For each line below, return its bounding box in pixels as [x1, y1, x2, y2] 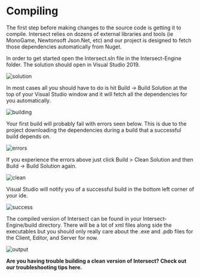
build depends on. [6, 133, 51, 140]
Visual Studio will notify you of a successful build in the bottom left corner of [6, 185, 195, 193]
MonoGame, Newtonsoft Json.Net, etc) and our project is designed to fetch [6, 36, 192, 44]
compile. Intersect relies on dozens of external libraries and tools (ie [6, 30, 174, 37]
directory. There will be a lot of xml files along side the [38, 221, 172, 229]
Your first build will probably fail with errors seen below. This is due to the [6, 120, 187, 127]
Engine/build [6, 221, 38, 229]
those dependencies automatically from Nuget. [6, 43, 122, 50]
